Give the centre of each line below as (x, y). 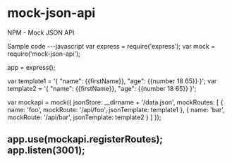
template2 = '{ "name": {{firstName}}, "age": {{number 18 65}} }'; (102, 88)
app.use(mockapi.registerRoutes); (85, 139)
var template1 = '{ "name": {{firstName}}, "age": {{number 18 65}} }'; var (112, 81)
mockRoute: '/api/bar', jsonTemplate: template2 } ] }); (84, 117)
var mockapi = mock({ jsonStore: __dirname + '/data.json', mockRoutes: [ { (115, 102)
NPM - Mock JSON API (41, 32)
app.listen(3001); (47, 151)
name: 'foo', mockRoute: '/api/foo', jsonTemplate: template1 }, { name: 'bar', (116, 109)
